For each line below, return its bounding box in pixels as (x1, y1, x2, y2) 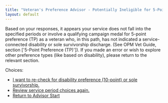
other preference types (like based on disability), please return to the (5, 52, 147, 58)
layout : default (5, 12, 39, 17)
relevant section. (5, 57, 40, 63)
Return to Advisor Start (12, 93, 60, 99)
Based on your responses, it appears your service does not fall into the (5, 25, 151, 31)
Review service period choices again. (12, 87, 90, 93)
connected (5, 41, 27, 47)
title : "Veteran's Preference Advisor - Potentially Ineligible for (5, 7, 151, 12)
